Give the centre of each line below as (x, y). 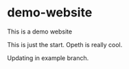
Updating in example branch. (48, 58)
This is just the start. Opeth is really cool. (65, 44)
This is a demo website (40, 31)
